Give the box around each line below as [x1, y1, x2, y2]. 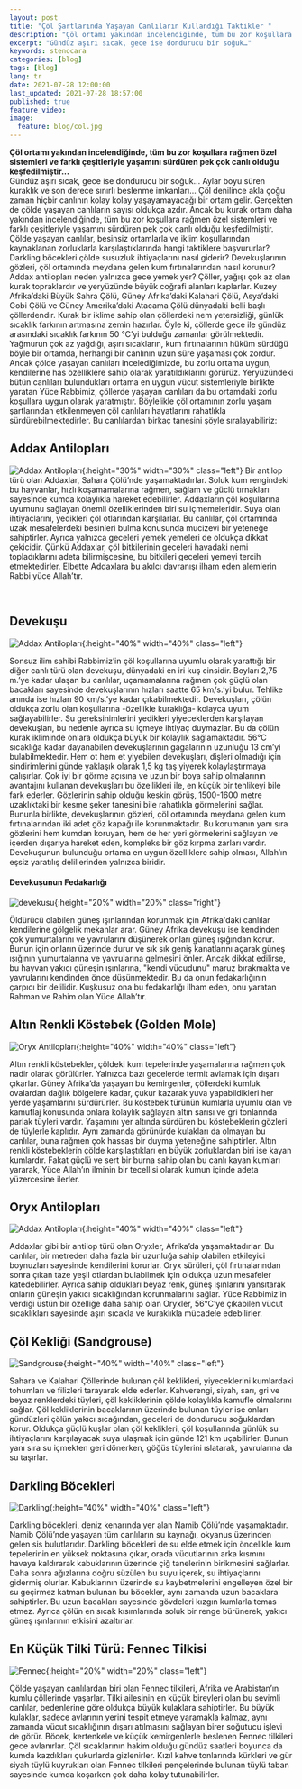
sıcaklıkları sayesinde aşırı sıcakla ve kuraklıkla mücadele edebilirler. [9, 1308, 263, 1319]
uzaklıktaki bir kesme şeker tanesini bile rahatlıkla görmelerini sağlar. [9, 799, 264, 809]
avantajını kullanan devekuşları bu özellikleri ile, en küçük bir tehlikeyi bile [9, 780, 281, 790]
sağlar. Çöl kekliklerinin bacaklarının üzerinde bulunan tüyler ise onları [9, 1404, 269, 1415]
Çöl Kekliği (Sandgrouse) [9, 1334, 152, 1349]
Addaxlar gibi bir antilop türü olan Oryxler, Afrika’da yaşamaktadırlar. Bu [9, 1241, 275, 1252]
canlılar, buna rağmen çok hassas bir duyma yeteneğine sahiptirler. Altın [9, 1135, 277, 1146]
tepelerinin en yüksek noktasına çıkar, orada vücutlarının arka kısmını [9, 1548, 266, 1559]
